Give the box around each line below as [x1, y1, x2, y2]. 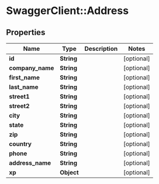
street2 [9, 102, 30, 110]
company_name [9, 64, 54, 72]
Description [84, 45, 118, 53]
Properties [6, 27, 46, 37]
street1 [9, 92, 30, 100]
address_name [9, 159, 51, 167]
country [9, 140, 32, 148]
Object [59, 168, 79, 176]
